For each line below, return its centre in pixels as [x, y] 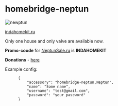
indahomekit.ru [20, 31]
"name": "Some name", [48, 86]
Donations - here [22, 60]
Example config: [21, 69]
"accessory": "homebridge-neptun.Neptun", [70, 82]
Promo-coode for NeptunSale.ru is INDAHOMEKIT [56, 50]
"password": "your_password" [56, 95]
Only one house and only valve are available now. [54, 41]
